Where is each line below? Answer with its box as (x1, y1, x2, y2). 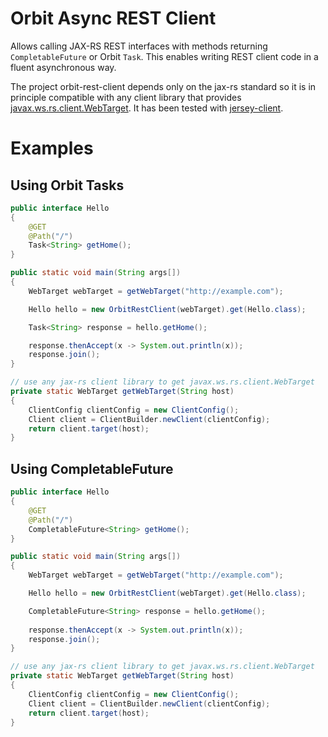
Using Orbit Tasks (10, 177, 125, 194)
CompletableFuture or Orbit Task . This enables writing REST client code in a (10, 50, 319, 62)
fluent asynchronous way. (10, 61, 117, 73)
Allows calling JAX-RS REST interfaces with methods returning (10, 40, 268, 52)
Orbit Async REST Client (10, 7, 217, 30)
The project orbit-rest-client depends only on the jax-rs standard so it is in (10, 80, 317, 92)
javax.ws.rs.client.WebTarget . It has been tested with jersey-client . (10, 102, 284, 114)
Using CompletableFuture (10, 460, 174, 477)
